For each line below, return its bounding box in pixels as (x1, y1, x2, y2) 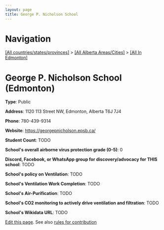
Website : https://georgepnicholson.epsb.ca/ (5, 128, 96, 134)
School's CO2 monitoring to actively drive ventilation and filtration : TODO (5, 200, 159, 206)
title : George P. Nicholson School (5, 12, 79, 17)
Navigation (5, 33, 51, 45)
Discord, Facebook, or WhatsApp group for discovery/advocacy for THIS (5, 156, 158, 162)
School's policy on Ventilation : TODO (5, 171, 83, 177)
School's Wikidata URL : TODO (5, 210, 68, 216)
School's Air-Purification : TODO (5, 190, 73, 196)
